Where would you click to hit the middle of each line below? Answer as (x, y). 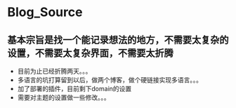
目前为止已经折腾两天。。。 (54, 71)
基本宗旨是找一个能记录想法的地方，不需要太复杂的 (118, 40)
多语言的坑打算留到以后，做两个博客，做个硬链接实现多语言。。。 (110, 80)
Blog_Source (45, 12)
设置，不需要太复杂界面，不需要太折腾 (90, 53)
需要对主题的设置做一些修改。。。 (64, 97)
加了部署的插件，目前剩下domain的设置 (74, 89)
